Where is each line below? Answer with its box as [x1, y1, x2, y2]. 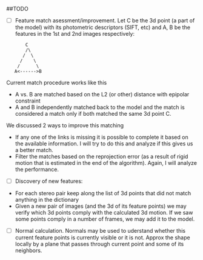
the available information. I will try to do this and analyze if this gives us [15, 140, 193, 147]
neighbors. [15, 247, 42, 254]
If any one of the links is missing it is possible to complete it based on [15, 133, 189, 141]
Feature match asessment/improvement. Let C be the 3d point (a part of [15, 17, 195, 24]
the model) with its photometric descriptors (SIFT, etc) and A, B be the [15, 24, 191, 31]
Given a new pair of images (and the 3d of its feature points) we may [15, 202, 187, 210]
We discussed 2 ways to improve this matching [6, 122, 124, 129]
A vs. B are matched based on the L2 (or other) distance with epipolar [15, 91, 190, 98]
